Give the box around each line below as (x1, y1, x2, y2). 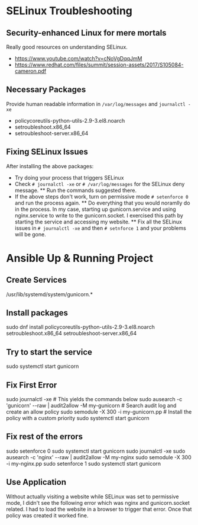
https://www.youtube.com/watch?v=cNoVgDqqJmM (14, 55, 142, 62)
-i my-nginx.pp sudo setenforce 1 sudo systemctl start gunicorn (6, 460, 161, 467)
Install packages (6, 308, 68, 318)
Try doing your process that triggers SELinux (14, 174, 124, 181)
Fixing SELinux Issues (6, 147, 89, 157)
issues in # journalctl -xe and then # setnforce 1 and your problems (14, 224, 186, 232)
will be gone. (14, 231, 46, 238)
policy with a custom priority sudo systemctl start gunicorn (6, 415, 150, 422)
